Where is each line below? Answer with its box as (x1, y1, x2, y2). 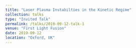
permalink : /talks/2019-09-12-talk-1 (5, 21, 85, 26)
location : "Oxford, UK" (5, 35, 55, 40)
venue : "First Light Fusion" (5, 26, 66, 31)
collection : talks (5, 12, 44, 17)
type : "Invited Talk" (5, 16, 51, 21)
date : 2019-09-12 (5, 30, 42, 35)
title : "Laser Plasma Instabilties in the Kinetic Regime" (5, 7, 132, 12)
